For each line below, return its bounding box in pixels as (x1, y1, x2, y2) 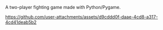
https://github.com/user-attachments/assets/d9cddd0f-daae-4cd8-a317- (5, 14, 158, 19)
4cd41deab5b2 (5, 19, 37, 25)
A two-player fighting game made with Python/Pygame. (5, 4, 121, 10)
